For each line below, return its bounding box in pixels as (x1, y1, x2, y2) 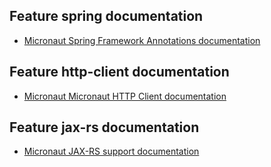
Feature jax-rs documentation (9, 119, 200, 136)
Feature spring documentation (9, 8, 204, 25)
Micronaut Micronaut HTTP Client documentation (23, 90, 227, 102)
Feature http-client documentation (9, 64, 230, 81)
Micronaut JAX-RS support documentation (23, 145, 200, 158)
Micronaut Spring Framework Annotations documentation (23, 34, 261, 46)
